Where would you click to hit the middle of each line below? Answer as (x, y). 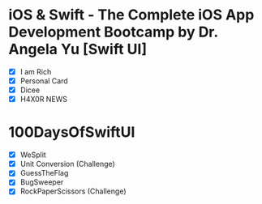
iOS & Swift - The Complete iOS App (131, 15)
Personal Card (44, 81)
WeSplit (33, 155)
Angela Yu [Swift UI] (78, 49)
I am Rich (36, 71)
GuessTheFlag (44, 173)
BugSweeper (42, 182)
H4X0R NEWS (43, 100)
